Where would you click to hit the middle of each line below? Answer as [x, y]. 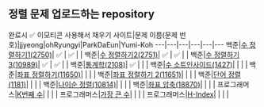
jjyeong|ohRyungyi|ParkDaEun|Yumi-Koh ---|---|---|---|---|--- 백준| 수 [134, 44]
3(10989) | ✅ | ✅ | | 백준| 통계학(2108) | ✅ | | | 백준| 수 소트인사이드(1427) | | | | [128, 64]
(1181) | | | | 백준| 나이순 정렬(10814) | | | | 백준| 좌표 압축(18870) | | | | [112, 84]
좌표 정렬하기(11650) [49, 75]
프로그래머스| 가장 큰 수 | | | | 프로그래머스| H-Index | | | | [144, 94]
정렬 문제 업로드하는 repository [81, 14]
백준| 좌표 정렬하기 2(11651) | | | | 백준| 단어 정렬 [170, 75]
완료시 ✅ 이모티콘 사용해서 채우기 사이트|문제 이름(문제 [93, 35]
